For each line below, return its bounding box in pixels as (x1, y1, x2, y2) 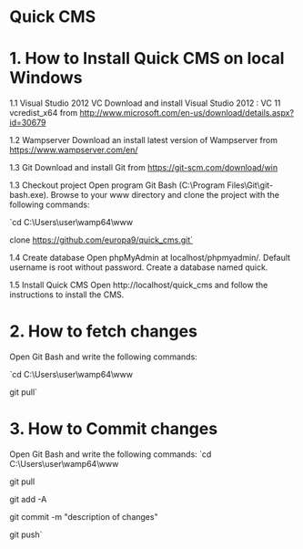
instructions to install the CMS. (9, 289, 125, 300)
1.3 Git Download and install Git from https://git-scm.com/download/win (9, 162, 278, 173)
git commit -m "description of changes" (9, 512, 158, 522)
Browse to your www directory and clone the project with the (50, 190, 280, 201)
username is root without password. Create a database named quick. (9, 262, 268, 273)
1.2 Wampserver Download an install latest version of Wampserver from (9, 135, 278, 146)
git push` (9, 529, 43, 540)
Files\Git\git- (227, 180, 274, 191)
